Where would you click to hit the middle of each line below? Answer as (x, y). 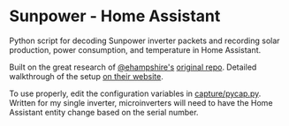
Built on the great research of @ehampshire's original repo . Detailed (133, 67)
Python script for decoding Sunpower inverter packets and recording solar (144, 41)
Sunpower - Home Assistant (115, 16)
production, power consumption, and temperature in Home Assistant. (135, 49)
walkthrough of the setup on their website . (86, 76)
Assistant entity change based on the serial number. (104, 112)
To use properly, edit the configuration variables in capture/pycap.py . (135, 93)
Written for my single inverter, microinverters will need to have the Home (141, 102)
